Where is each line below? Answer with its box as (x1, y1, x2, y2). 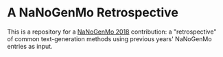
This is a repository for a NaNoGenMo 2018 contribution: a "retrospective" (7, 27, 217, 36)
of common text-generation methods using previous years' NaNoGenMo (7, 34, 212, 43)
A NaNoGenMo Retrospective (7, 5, 178, 21)
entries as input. (7, 42, 53, 50)
